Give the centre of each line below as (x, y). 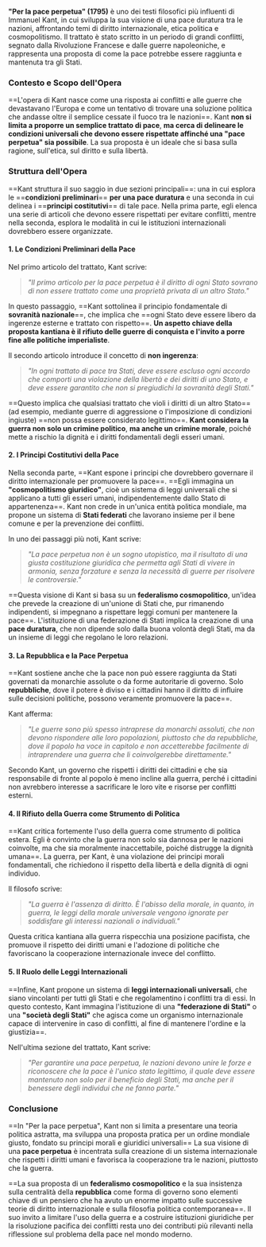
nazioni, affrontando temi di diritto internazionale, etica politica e (114, 28)
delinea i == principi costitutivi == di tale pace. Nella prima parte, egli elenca (133, 205)
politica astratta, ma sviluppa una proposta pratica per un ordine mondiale (129, 1134)
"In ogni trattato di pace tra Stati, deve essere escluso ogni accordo (139, 371)
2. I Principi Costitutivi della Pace (64, 455)
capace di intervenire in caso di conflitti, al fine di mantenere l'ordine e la (127, 1023)
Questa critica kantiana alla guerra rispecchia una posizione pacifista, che (129, 937)
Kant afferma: (31, 714)
